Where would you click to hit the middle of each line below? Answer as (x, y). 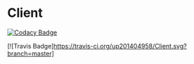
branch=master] (31, 53)
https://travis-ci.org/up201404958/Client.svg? (121, 46)
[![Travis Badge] (31, 46)
